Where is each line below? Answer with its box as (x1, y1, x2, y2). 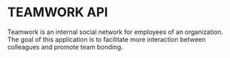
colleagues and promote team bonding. (7, 42, 124, 51)
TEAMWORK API (7, 4, 109, 21)
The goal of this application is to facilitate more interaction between (7, 35, 206, 43)
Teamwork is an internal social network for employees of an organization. (7, 28, 224, 36)
